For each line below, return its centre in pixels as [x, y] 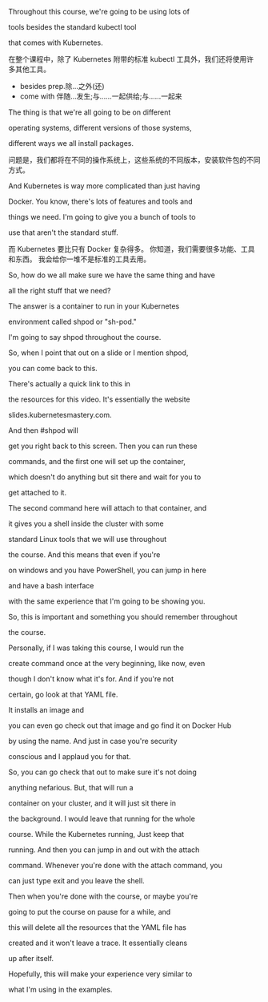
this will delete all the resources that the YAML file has [97, 927]
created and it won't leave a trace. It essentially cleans [98, 943]
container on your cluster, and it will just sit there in [92, 803]
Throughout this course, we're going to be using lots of [99, 12]
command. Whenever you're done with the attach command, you [115, 865]
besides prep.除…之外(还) [62, 86]
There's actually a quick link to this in [69, 384]
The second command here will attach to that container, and [108, 508]
